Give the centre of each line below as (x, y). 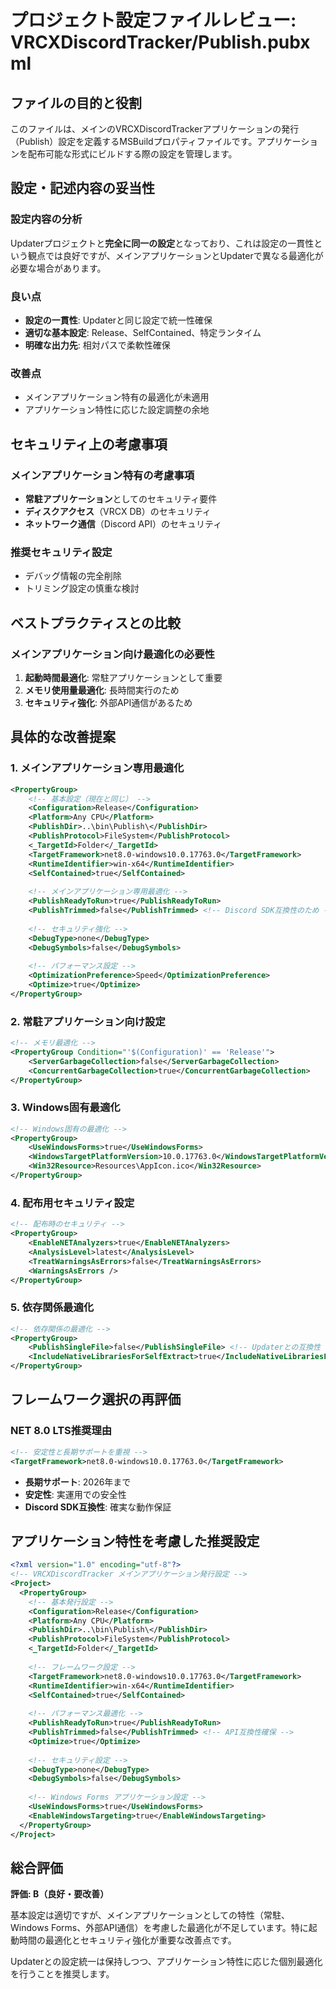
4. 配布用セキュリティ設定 (72, 1203)
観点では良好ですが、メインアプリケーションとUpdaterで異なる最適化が (175, 255)
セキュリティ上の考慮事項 (89, 444)
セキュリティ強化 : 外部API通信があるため (108, 702)
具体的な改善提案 (63, 737)
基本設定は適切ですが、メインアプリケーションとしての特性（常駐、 (150, 1915)
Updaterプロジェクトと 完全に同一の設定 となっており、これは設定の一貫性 (162, 243)
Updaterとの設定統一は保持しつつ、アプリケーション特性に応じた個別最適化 (166, 1962)
